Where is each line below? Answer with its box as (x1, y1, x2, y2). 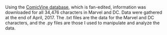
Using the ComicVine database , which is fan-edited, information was (5, 4, 146, 10)
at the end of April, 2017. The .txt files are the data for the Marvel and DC (5, 15, 155, 20)
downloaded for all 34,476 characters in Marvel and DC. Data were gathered (5, 9, 163, 15)
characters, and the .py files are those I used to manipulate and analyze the (5, 20, 160, 26)
